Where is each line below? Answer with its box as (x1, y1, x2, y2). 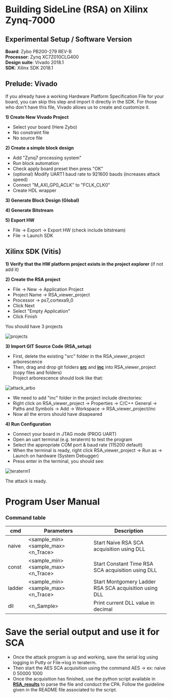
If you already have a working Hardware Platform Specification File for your (5, 93, 164, 99)
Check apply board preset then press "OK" (12, 165, 103, 172)
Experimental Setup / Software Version (5, 35, 132, 44)
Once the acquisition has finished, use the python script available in (12, 676, 156, 682)
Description (114, 527, 144, 535)
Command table (5, 514, 46, 521)
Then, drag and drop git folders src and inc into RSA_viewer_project (12, 364, 156, 370)
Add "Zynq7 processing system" (12, 155, 82, 161)
